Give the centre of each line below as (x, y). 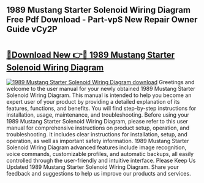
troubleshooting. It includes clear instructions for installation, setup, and (97, 134)
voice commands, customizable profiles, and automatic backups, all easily (100, 154)
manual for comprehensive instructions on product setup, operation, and (98, 128)
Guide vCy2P (32, 29)
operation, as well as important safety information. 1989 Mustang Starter (98, 141)
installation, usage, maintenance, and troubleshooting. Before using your (98, 115)
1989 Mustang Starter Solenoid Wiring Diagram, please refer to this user (97, 121)
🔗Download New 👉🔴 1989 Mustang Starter (90, 55)
